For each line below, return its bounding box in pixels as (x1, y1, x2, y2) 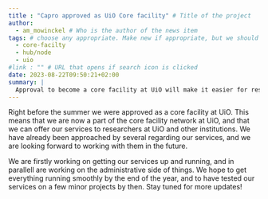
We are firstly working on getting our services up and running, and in (8, 157, 235, 166)
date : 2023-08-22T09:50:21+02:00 (8, 71, 120, 79)
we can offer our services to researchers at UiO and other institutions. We (8, 124, 251, 134)
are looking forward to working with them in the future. (8, 141, 188, 151)
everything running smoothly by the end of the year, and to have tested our (8, 174, 255, 183)
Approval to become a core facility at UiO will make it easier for (15, 85, 248, 94)
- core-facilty (15, 41, 66, 49)
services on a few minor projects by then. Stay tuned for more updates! (8, 182, 242, 192)
